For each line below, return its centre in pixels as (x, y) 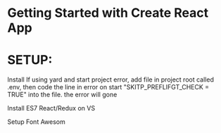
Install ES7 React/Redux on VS (51, 108)
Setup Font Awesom (36, 122)
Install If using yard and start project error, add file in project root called (111, 80)
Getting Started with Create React (108, 13)
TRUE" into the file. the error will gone (62, 95)
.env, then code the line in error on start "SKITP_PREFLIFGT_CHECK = (108, 87)
